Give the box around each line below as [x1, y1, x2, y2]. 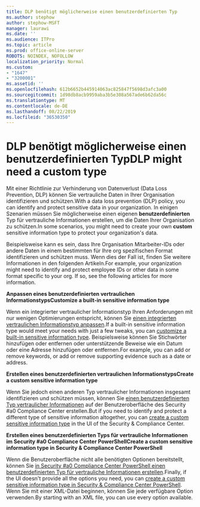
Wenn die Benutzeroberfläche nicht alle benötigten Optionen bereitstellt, [6, 456, 184, 463]
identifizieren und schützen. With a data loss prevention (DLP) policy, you [6, 197, 185, 205]
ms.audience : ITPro [6, 36, 55, 42]
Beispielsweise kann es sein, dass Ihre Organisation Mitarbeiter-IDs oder [6, 241, 185, 248]
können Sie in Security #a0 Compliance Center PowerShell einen [6, 462, 166, 469]
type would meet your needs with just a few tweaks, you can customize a [6, 327, 187, 335]
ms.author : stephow [6, 14, 55, 20]
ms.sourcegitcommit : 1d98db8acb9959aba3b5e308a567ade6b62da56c [6, 92, 167, 98]
